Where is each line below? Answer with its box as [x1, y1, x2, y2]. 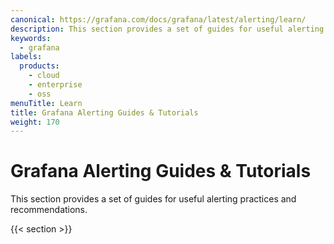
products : [19, 61, 60, 71]
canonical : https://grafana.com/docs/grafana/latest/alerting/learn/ [10, 14, 307, 25]
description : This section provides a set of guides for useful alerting [10, 24, 325, 34]
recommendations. [10, 204, 88, 216]
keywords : [10, 33, 52, 43]
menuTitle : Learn [10, 98, 83, 108]
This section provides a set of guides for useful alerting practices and [10, 193, 297, 205]
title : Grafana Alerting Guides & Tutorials [10, 107, 199, 118]
